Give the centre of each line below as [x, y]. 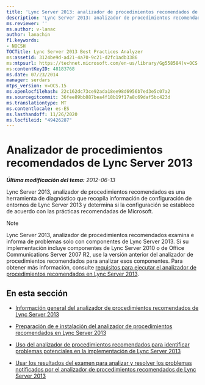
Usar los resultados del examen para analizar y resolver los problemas [103, 363]
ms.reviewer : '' [27, 23]
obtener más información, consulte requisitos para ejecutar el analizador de [102, 268]
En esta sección [37, 293]
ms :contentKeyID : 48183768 [41, 69]
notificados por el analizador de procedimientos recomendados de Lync [106, 369]
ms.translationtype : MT [37, 103]
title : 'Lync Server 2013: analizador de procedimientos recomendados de [102, 12]
